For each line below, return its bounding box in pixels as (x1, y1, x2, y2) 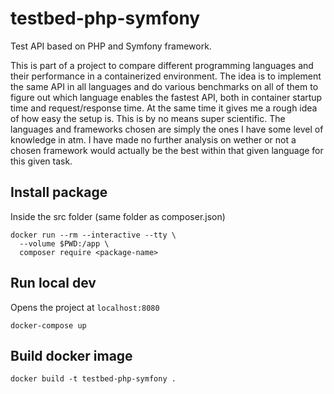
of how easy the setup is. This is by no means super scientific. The (10, 112, 286, 124)
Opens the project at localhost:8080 (10, 301, 160, 313)
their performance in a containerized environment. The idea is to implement (10, 70, 322, 82)
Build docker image (10, 347, 133, 364)
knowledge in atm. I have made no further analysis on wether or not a (10, 133, 297, 146)
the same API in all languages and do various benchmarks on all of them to (10, 80, 319, 92)
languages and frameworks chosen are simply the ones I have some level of (10, 123, 324, 135)
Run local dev (10, 275, 97, 292)
